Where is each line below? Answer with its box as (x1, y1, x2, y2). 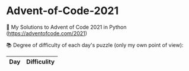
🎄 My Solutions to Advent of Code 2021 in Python (6, 23, 127, 31)
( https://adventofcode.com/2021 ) (6, 29, 88, 36)
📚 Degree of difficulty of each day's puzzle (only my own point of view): (6, 41, 184, 48)
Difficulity (26, 58, 55, 66)
